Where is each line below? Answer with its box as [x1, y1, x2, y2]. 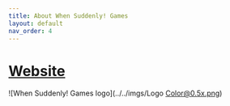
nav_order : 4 [8, 27, 53, 35]
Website [8, 61, 66, 80]
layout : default [8, 19, 63, 28]
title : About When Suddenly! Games [8, 11, 129, 20]
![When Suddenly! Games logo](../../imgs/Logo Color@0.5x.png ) [8, 88, 223, 98]
